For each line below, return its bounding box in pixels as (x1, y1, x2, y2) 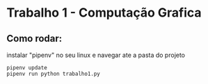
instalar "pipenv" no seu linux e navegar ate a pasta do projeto (6, 51, 186, 59)
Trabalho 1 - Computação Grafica (6, 5, 202, 21)
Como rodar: (6, 33, 63, 44)
